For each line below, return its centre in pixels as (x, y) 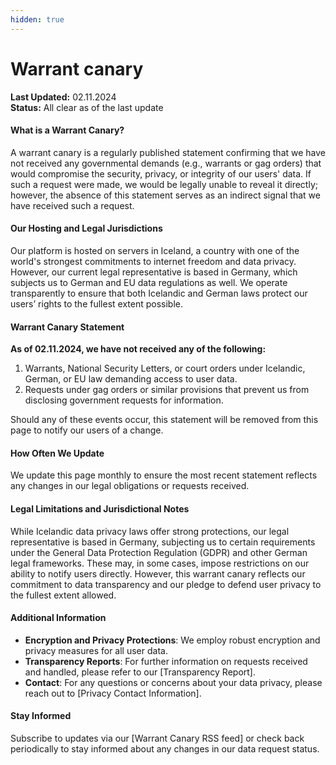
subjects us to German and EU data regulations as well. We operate (149, 282)
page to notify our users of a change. (87, 430)
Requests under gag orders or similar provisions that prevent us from (167, 390)
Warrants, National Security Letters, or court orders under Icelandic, (165, 368)
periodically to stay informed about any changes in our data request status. (165, 748)
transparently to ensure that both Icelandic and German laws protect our (159, 293)
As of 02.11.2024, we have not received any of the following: (138, 349)
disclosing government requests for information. (124, 400)
